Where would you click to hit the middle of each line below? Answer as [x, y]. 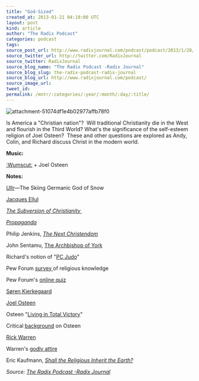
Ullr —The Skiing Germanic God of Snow [55, 188]
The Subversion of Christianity [44, 211]
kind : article [24, 28]
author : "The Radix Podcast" [42, 34]
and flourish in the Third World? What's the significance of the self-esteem [97, 129]
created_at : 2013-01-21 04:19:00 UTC [53, 17]
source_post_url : [28, 50]
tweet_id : [18, 89]
